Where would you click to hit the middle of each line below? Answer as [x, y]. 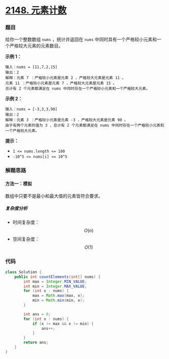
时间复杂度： [26, 222]
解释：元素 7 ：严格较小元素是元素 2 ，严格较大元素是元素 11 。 [66, 78]
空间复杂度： [26, 239]
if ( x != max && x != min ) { [63, 324]
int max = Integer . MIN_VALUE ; [55, 281]
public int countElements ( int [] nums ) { [57, 277]
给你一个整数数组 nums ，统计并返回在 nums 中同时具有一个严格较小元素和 [81, 40]
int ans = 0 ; [37, 314]
